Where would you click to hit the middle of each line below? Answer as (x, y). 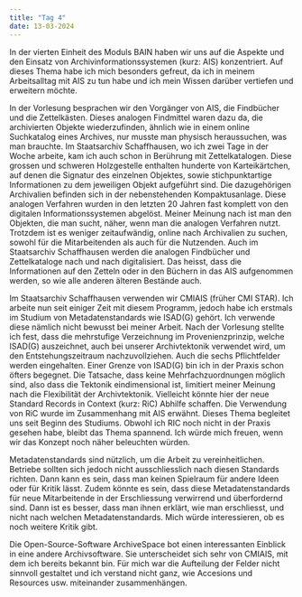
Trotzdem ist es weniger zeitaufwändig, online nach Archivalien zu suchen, (149, 232)
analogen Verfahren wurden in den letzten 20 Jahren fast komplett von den (149, 203)
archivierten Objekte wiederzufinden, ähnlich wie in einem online (130, 126)
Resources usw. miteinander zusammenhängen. (98, 583)
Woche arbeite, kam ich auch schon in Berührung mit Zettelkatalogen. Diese (151, 155)
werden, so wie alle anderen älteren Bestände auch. (106, 280)
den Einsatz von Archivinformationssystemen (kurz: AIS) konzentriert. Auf (146, 61)
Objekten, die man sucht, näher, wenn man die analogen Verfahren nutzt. (145, 223)
